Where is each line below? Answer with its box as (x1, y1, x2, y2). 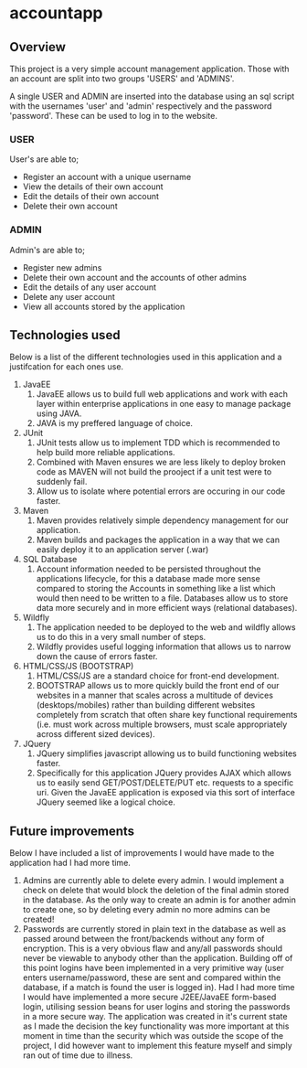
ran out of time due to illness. (22, 1050, 133, 1061)
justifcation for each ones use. (9, 361, 124, 372)
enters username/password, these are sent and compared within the (22, 972, 281, 983)
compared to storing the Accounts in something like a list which (36, 583, 276, 594)
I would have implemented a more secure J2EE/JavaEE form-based (22, 991, 277, 1003)
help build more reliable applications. (36, 447, 175, 458)
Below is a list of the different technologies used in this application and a (9, 351, 282, 363)
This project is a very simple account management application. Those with (9, 63, 290, 74)
